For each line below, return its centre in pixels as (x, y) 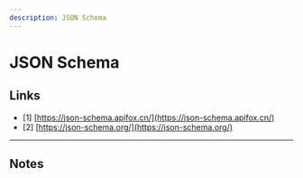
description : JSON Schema (58, 18)
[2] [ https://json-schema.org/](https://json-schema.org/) (127, 126)
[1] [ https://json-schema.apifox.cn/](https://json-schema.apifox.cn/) (148, 117)
